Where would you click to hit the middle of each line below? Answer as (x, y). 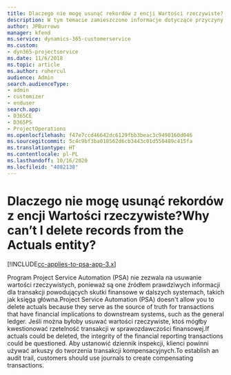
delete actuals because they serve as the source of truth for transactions (111, 306)
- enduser (21, 103)
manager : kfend (29, 33)
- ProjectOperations (37, 129)
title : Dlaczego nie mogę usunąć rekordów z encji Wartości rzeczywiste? (115, 13)
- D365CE (20, 116)
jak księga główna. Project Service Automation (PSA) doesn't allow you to (111, 299)
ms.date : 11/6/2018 (35, 58)
